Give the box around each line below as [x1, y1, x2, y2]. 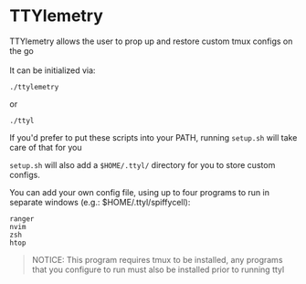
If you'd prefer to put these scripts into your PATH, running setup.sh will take [9, 131, 298, 142]
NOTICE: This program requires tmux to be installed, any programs [31, 254, 283, 265]
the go [9, 45, 34, 56]
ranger [9, 214, 35, 224]
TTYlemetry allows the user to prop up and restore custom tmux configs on [9, 36, 293, 47]
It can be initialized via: [9, 65, 96, 76]
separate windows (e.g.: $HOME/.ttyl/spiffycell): [9, 196, 191, 207]
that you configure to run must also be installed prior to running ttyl [31, 264, 285, 275]
